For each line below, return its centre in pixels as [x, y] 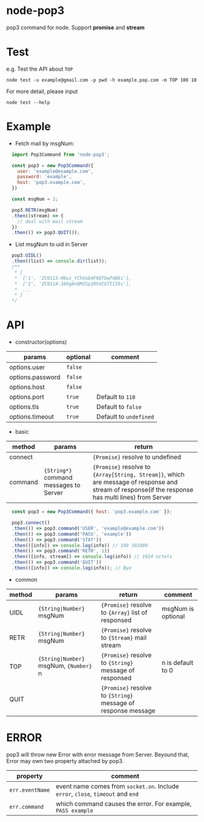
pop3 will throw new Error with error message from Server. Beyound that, [98, 754]
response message [128, 711]
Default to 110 [116, 397]
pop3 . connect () [31, 523]
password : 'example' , [44, 177]
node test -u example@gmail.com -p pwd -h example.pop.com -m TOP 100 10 [102, 80]
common [26, 579]
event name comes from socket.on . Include [117, 786]
